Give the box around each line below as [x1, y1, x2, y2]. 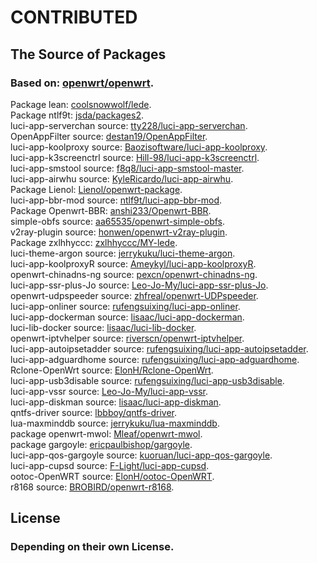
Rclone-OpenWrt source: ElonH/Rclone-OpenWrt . [10, 364, 214, 376]
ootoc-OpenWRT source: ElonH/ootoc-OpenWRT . [10, 470, 215, 482]
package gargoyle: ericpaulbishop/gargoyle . [10, 438, 193, 450]
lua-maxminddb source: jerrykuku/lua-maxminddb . [10, 417, 220, 429]
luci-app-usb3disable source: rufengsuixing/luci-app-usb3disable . [10, 374, 285, 386]
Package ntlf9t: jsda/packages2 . [10, 109, 145, 121]
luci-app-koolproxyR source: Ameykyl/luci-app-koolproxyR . [10, 257, 257, 270]
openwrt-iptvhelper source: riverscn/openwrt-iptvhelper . [10, 332, 245, 344]
